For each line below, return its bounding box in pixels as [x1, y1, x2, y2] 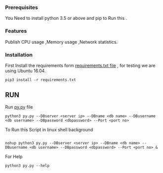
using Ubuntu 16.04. [5, 67, 46, 73]
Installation [5, 51, 33, 58]
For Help [5, 153, 23, 160]
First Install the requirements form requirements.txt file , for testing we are [5, 62, 156, 68]
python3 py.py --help [5, 163, 50, 168]
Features [5, 28, 27, 35]
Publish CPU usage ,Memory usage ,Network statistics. [5, 39, 118, 45]
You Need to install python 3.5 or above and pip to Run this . [5, 15, 127, 21]
